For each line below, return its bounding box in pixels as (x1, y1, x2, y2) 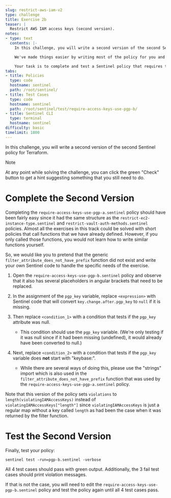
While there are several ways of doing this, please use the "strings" (20, 365, 162, 371)
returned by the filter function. (5, 412, 69, 419)
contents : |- (10, 41, 38, 46)
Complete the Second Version (5, 192, 135, 204)
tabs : (5, 68, 17, 74)
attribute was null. (12, 319, 51, 325)
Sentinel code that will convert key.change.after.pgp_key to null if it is (12, 298, 161, 305)
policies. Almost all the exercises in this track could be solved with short (5, 225, 156, 232)
